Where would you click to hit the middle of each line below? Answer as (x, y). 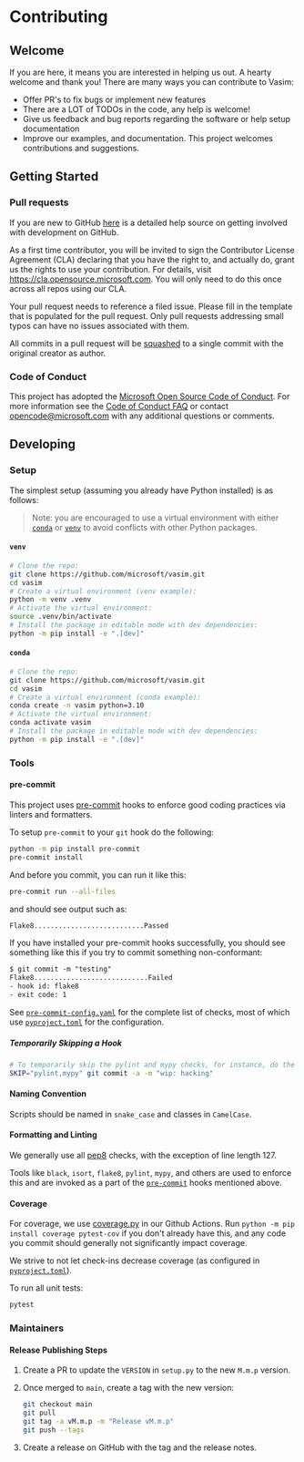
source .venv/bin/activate (61, 617)
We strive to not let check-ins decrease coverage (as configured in (135, 1261)
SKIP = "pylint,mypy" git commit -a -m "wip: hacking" (111, 1073)
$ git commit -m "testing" (61, 969)
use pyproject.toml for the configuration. (87, 1022)
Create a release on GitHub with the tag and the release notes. (140, 1447)
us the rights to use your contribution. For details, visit (111, 269)
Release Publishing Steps (58, 1350)
